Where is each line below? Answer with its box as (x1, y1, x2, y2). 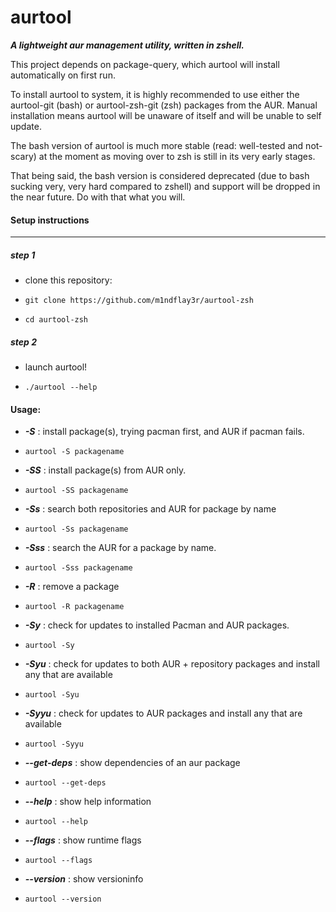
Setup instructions (10, 214, 90, 226)
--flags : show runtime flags (24, 834, 142, 846)
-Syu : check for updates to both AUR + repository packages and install (24, 658, 320, 670)
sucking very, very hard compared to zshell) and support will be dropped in (10, 180, 321, 192)
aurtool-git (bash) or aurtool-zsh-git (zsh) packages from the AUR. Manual (10, 99, 318, 111)
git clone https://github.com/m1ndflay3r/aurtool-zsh (24, 296, 254, 306)
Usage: (10, 403, 42, 415)
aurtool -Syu (24, 690, 80, 700)
